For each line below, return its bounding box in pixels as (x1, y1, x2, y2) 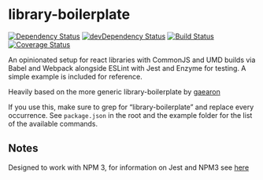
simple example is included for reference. (8, 72, 143, 81)
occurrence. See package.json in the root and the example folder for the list (8, 110, 253, 119)
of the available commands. (8, 119, 98, 128)
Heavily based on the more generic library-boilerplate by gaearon (8, 86, 220, 96)
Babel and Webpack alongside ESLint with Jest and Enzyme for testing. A (8, 63, 246, 72)
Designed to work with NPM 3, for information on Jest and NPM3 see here (8, 163, 250, 172)
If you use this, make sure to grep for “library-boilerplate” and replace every (8, 102, 254, 112)
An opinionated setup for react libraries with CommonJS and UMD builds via (8, 55, 256, 64)
